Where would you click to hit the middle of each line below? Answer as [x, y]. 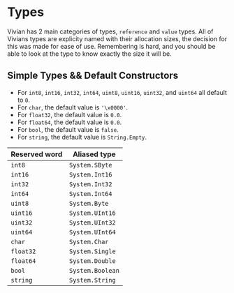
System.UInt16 [93, 213]
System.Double [93, 261]
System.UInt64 [93, 232]
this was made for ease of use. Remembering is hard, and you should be [111, 46]
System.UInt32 [93, 223]
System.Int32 [90, 184]
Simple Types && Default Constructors [93, 76]
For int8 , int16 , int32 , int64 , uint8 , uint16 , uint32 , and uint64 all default [122, 92]
